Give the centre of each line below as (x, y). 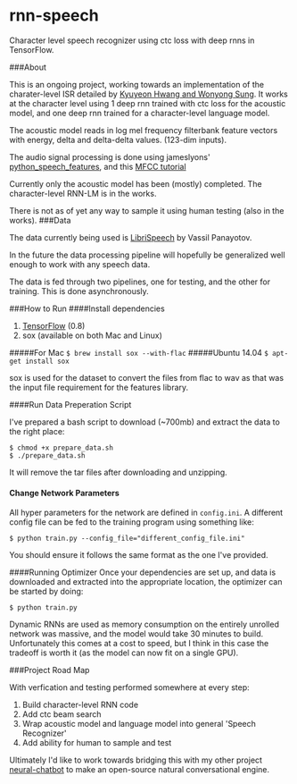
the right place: (37, 431)
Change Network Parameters (65, 493)
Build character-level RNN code (80, 705)
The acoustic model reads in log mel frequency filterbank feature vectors (144, 130)
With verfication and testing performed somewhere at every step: (129, 687)
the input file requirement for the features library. (99, 387)
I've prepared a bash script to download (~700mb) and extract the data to (145, 422)
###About (28, 67)
